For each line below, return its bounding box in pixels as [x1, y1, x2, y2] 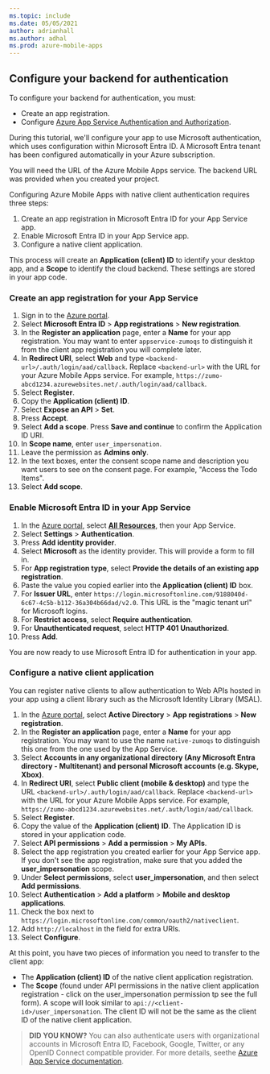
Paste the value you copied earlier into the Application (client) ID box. [20, 580, 254, 590]
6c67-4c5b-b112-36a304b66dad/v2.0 [20, 599, 137, 607]
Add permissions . [20, 881, 82, 890]
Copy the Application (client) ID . [20, 396, 130, 406]
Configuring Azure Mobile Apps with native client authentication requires [9, 189, 250, 199]
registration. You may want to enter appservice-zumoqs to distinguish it [20, 336, 253, 346]
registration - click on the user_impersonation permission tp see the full [20, 989, 258, 999]
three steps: [9, 198, 49, 208]
